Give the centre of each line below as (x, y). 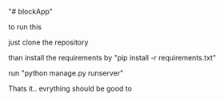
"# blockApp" (31, 12)
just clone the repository (48, 42)
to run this (25, 27)
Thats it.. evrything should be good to (70, 88)
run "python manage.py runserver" (66, 73)
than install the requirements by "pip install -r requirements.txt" (112, 58)
